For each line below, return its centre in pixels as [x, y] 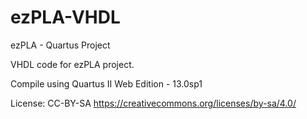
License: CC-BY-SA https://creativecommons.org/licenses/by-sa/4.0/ [153, 103]
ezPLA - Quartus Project [60, 45]
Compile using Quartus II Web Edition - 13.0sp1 [106, 83]
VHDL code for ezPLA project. [72, 64]
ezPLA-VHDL [65, 17]
